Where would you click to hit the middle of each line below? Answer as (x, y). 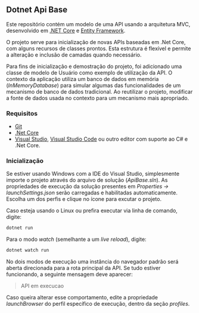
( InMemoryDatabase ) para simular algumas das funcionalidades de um (94, 85)
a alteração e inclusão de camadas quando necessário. (74, 55)
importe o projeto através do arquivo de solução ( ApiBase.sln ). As (87, 180)
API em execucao (42, 286)
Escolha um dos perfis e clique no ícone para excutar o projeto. (84, 199)
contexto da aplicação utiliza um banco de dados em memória (83, 79)
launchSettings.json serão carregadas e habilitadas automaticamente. (92, 193)
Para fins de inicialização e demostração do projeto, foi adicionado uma (94, 66)
